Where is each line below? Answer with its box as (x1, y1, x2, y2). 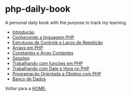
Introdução (12, 29, 35, 35)
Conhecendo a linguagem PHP (12, 34, 75, 40)
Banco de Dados (12, 76, 46, 82)
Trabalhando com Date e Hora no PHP (12, 65, 90, 72)
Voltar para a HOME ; (5, 85, 47, 91)
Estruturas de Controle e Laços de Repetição (12, 39, 103, 45)
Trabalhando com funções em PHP (12, 60, 83, 66)
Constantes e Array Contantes (12, 50, 74, 56)
